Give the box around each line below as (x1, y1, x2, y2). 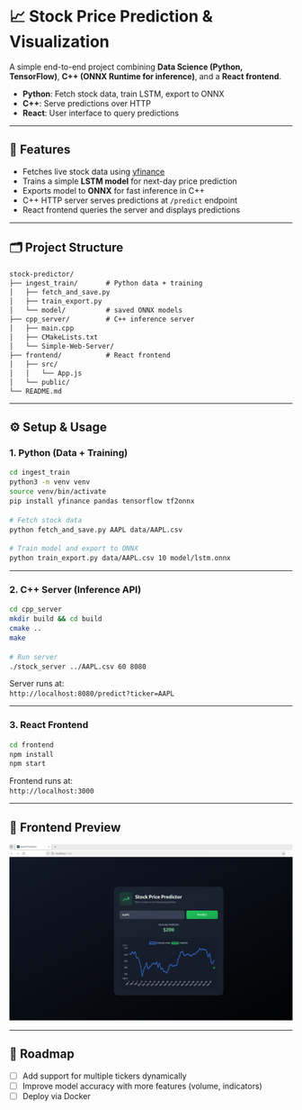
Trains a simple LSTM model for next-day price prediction (22, 176, 238, 187)
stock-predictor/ (9, 269, 75, 278)
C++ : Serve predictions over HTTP (22, 97, 151, 108)
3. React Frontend (9, 719, 89, 732)
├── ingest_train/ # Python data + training (9, 278, 203, 287)
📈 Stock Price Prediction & (9, 6, 213, 27)
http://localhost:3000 (9, 787, 94, 796)
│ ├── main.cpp (9, 323, 75, 332)
